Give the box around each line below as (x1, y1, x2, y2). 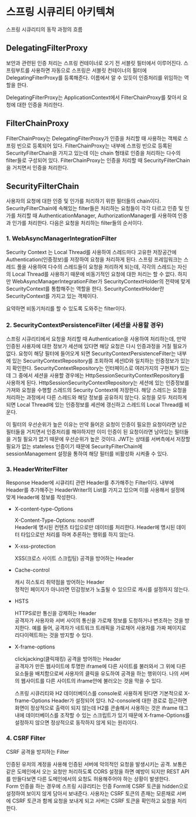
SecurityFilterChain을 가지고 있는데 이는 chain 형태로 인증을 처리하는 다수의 (6, 149, 181, 156)
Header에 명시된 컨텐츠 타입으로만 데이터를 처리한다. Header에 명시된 (14, 524, 176, 531)
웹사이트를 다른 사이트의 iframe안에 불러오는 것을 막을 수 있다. (20, 677, 163, 685)
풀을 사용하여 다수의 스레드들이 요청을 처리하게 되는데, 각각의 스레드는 (16, 263, 177, 270)
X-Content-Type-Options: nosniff (14, 517, 95, 524)
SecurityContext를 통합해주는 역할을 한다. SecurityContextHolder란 (6, 285, 164, 292)
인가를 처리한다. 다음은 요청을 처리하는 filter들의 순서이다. (12, 219, 143, 226)
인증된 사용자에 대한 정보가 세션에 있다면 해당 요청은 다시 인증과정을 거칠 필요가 (6, 342, 187, 349)
